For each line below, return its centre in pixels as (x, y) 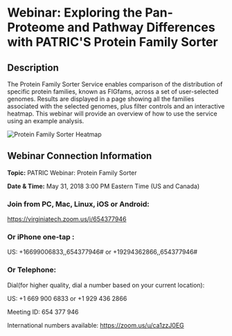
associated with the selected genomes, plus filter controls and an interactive (116, 106)
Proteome (36, 27)
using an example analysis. (46, 121)
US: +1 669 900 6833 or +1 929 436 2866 (67, 298)
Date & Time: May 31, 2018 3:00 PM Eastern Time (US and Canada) (103, 186)
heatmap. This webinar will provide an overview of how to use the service (112, 113)
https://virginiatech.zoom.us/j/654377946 (67, 219)
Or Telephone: (32, 270)
